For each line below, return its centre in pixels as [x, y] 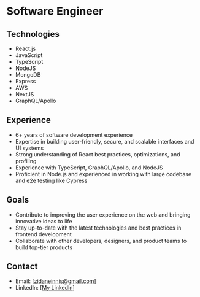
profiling [26, 161]
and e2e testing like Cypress [51, 180]
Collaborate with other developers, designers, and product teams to [101, 241]
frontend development [43, 234]
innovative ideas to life [44, 221]
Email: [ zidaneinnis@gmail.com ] [56, 281]
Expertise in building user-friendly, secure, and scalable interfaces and [105, 141]
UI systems [29, 148]
